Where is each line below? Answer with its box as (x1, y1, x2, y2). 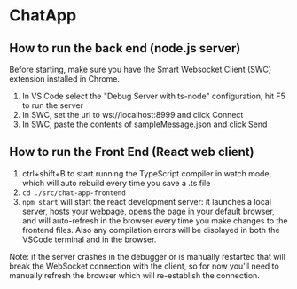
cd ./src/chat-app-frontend (21, 188, 126, 198)
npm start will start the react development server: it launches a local (21, 196, 272, 207)
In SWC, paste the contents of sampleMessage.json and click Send (21, 119, 268, 129)
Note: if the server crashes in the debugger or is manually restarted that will (9, 251, 286, 262)
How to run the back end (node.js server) (9, 41, 241, 56)
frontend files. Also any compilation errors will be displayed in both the (21, 224, 281, 235)
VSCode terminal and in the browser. (21, 234, 157, 245)
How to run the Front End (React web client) (9, 144, 254, 160)
